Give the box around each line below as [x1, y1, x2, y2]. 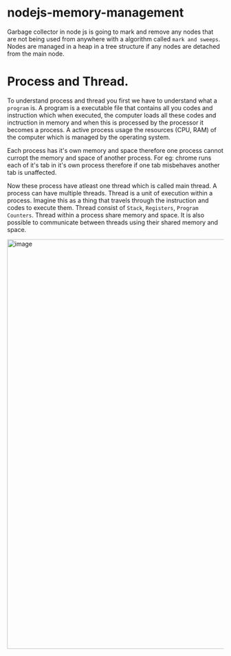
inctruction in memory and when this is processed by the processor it [7, 118, 204, 127]
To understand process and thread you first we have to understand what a [7, 96, 218, 105]
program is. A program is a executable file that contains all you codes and [7, 103, 213, 112]
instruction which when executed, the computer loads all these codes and [7, 111, 217, 119]
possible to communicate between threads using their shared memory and [7, 218, 219, 226]
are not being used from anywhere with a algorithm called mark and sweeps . [7, 34, 221, 43]
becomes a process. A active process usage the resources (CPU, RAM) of [7, 125, 217, 134]
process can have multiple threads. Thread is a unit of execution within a [7, 189, 213, 197]
